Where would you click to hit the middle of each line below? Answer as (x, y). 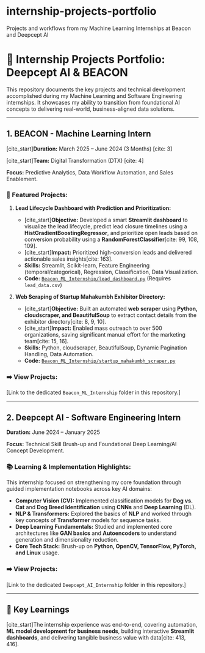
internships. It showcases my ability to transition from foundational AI (93, 102)
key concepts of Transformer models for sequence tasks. (88, 520)
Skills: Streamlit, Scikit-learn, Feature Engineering (87, 265)
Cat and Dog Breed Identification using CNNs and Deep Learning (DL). (106, 507)
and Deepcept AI (27, 34)
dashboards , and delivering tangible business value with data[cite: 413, (96, 637)
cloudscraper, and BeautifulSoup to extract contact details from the (110, 315)
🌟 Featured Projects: (37, 195)
